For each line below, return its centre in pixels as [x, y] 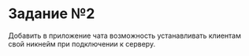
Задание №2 [52, 14]
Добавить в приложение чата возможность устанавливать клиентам [125, 35]
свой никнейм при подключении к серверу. [82, 43]
